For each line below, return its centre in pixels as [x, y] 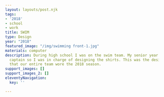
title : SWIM [17, 32]
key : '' [17, 82]
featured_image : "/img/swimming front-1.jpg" [52, 46]
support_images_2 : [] [27, 73]
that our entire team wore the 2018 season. [55, 64]
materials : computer [26, 50]
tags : [10, 14]
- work [12, 28]
